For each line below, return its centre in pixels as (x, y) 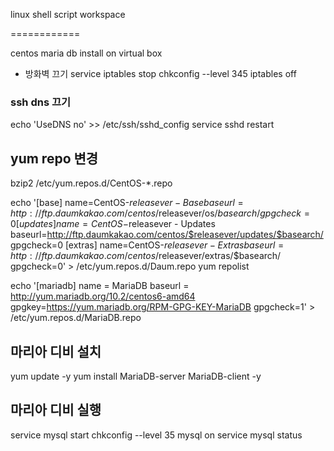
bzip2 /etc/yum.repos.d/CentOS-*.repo (91, 183)
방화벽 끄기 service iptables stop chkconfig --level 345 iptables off (160, 73)
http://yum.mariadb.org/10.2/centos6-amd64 (103, 296)
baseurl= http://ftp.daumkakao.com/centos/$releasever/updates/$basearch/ (167, 235)
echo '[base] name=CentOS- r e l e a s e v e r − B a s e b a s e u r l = (127, 203)
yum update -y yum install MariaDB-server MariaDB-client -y (136, 376)
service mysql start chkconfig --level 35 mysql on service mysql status (156, 435)
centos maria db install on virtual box (86, 53)
